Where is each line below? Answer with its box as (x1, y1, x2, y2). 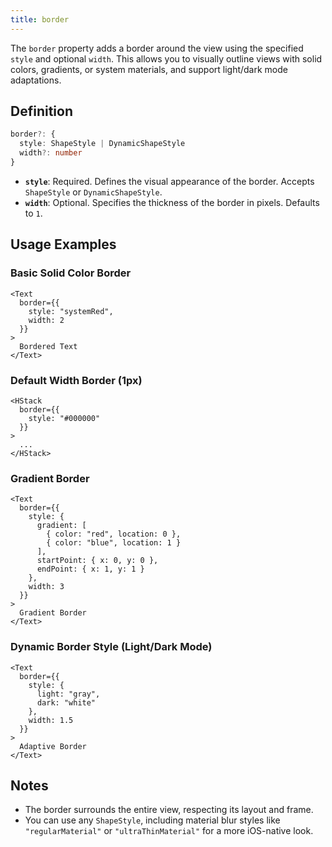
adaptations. (10, 74, 62, 86)
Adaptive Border (19, 741, 87, 751)
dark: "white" (36, 697, 97, 708)
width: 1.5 (28, 715, 74, 725)
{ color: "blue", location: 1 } (46, 538, 182, 548)
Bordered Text (19, 341, 78, 351)
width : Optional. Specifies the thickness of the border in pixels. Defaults (24, 196, 320, 208)
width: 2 (28, 315, 65, 325)
